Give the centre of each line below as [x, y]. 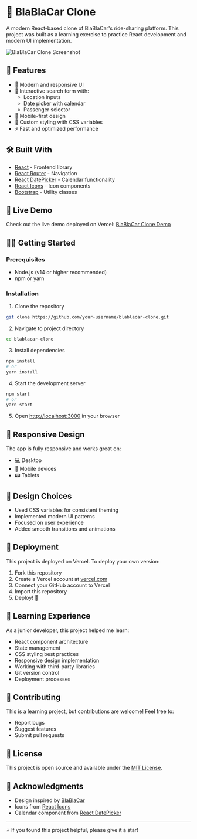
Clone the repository [39, 307]
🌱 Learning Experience [48, 616]
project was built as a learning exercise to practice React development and [96, 34]
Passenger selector [47, 109]
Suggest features [35, 729]
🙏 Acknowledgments [45, 786]
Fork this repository [38, 573]
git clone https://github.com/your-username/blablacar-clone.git [87, 317]
